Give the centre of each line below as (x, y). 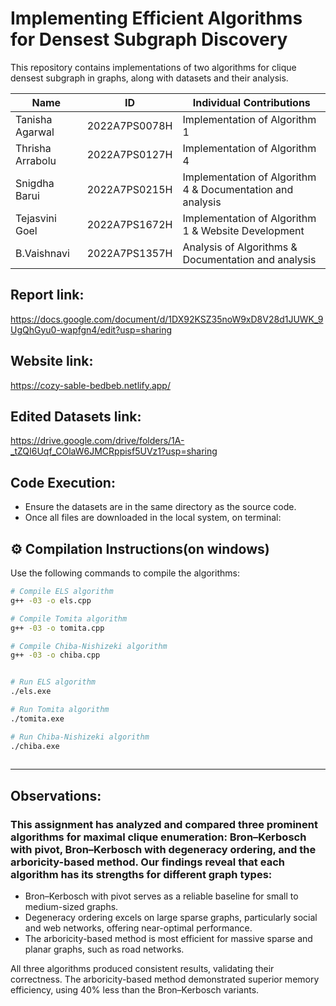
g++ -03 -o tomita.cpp (57, 628)
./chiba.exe (35, 746)
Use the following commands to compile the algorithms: (125, 573)
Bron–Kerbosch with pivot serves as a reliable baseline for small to (161, 896)
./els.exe (31, 692)
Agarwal (35, 132)
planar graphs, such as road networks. (104, 949)
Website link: (52, 361)
